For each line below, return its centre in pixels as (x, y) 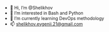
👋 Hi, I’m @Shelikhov (31, 8)
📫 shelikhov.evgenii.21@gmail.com (46, 24)
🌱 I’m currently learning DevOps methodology (57, 18)
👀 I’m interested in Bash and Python (46, 13)
